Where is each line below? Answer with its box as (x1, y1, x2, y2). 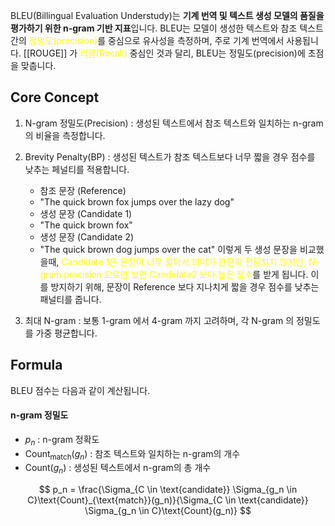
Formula (10, 357, 63, 374)
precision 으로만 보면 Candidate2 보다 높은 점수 (63, 268, 253, 280)
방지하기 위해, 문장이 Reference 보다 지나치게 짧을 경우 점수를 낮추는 (50, 280, 320, 293)
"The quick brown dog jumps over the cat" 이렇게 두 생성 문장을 (39, 243, 298, 255)
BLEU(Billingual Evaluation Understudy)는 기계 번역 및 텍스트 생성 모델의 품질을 (10, 10, 325, 21)
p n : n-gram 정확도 (24, 433, 100, 448)
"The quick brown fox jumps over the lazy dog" (39, 195, 235, 208)
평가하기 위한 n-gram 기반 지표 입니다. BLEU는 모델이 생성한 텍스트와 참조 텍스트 (10, 22, 324, 34)
